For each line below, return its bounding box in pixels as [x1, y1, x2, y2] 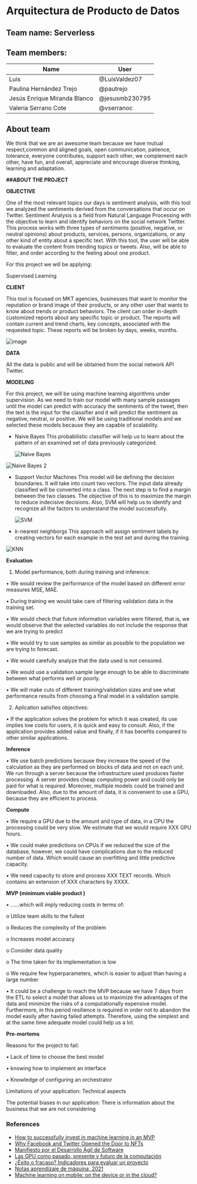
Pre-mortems [6, 1030, 40, 1037]
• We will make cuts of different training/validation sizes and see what [6, 687, 175, 694]
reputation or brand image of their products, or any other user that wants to [6, 301, 189, 308]
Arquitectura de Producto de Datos [6, 4, 180, 18]
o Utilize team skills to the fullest [6, 913, 85, 920]
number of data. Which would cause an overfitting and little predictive [6, 854, 175, 861]
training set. [6, 604, 35, 611]
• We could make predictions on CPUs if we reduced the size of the [6, 842, 170, 849]
